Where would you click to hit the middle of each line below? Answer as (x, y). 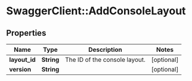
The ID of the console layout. (105, 60)
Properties (26, 33)
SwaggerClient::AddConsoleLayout (96, 11)
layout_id (22, 60)
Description (105, 50)
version (20, 69)
